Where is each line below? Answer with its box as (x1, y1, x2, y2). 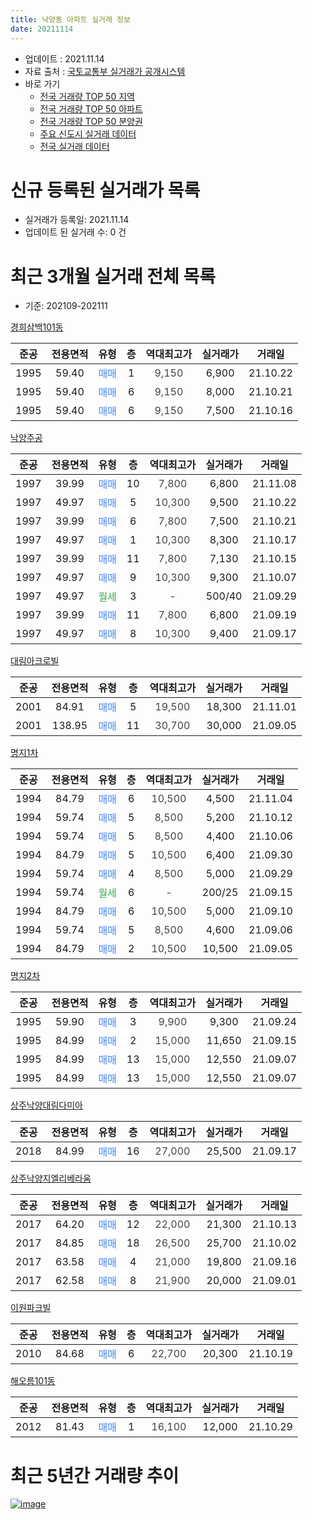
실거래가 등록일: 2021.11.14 (24, 214, 130, 226)
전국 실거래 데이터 (39, 140, 110, 152)
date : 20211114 (10, 24, 74, 34)
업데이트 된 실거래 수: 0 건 (24, 226, 127, 238)
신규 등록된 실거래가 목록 (10, 179, 201, 201)
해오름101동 (10, 1375, 56, 1387)
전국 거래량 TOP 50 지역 (39, 90, 135, 102)
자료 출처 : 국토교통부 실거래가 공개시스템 (24, 65, 186, 77)
